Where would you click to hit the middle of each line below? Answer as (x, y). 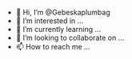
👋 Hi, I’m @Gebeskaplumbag (63, 12)
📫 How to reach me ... (53, 47)
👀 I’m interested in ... (50, 21)
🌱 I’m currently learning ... (58, 29)
